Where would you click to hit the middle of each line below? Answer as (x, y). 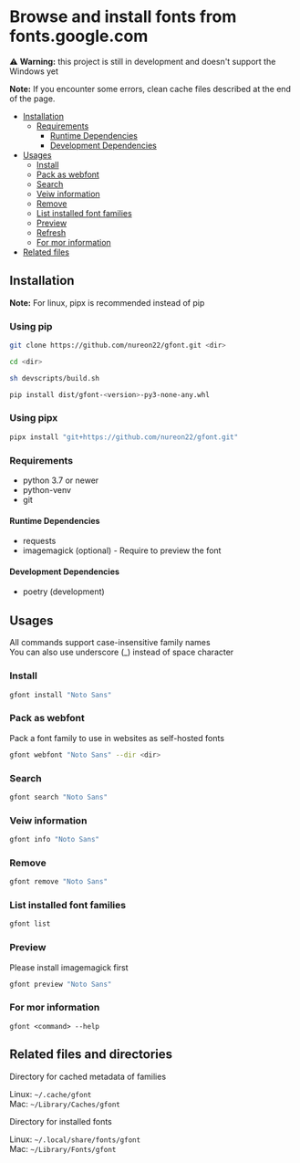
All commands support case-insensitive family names (110, 643)
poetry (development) (63, 592)
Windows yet (34, 71)
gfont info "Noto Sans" (55, 840)
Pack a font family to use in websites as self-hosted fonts (117, 738)
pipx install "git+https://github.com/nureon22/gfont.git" (124, 437)
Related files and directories (91, 1055)
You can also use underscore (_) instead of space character (122, 652)
